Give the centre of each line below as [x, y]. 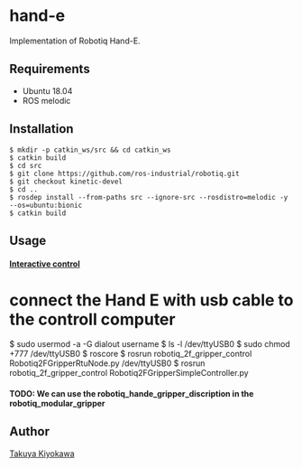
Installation [41, 129]
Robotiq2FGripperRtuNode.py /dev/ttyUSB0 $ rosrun [107, 363]
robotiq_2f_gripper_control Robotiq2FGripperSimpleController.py [129, 373]
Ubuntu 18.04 [47, 90]
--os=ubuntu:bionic [46, 205]
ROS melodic [46, 100]
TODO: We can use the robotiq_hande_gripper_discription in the [132, 394]
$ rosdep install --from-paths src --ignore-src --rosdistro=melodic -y [149, 197]
